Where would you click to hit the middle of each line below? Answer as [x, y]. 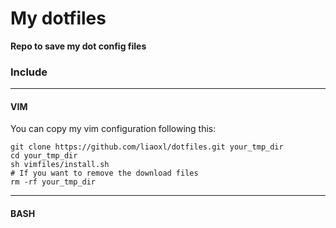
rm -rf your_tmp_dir [53, 182]
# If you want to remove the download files [104, 173]
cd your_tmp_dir [44, 156]
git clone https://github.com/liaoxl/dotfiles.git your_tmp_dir [147, 147]
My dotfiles [58, 18]
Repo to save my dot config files [78, 46]
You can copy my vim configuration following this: [113, 129]
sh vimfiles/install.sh [60, 165]
